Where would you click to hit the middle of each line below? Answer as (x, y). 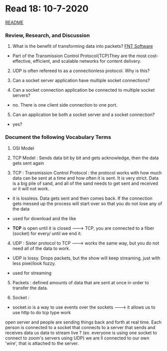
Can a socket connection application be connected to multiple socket (83, 90)
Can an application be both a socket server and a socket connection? (83, 115)
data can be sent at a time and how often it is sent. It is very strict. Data (85, 178)
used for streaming (32, 273)
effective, (22, 61)
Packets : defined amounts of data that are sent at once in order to (81, 282)
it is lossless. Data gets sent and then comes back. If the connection (83, 198)
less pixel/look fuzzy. (34, 263)
